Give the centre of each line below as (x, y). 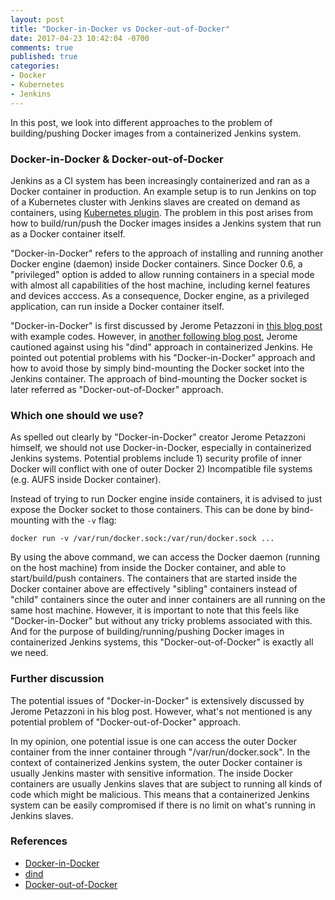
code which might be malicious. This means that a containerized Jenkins (160, 794)
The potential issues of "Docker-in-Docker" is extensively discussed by (157, 700)
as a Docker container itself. (68, 233)
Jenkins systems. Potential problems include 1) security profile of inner (156, 458)
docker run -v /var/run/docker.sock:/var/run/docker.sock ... (142, 539)
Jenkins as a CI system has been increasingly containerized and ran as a (160, 180)
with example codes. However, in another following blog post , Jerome (154, 336)
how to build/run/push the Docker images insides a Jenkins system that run (166, 223)
